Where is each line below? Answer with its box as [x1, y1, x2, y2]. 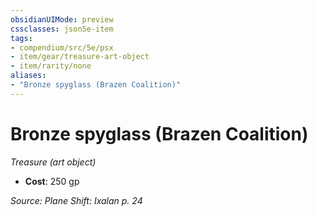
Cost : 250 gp [24, 175, 80, 187]
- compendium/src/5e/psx [10, 42, 114, 53]
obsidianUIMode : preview [10, 14, 114, 25]
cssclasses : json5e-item [10, 24, 114, 34]
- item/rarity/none [10, 61, 92, 71]
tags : [10, 33, 33, 43]
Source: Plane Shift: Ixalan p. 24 [10, 194, 143, 206]
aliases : [10, 71, 47, 81]
